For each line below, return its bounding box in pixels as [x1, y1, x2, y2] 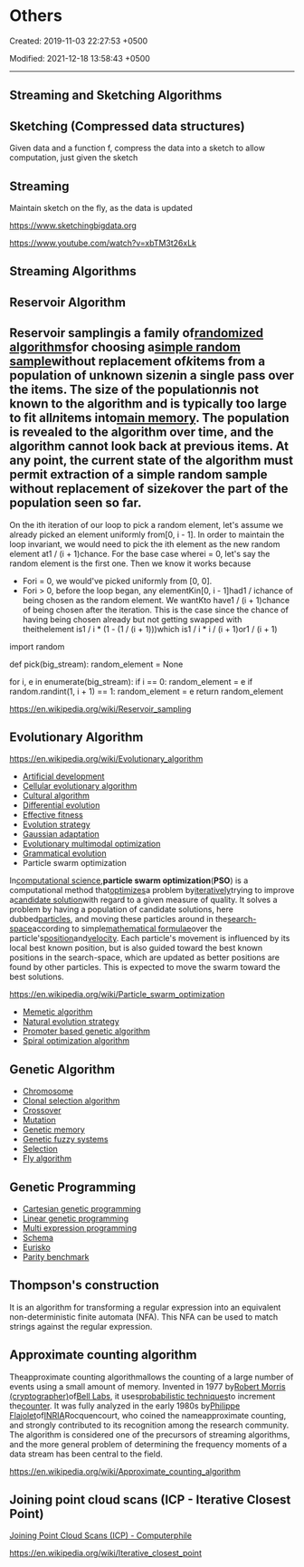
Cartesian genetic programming [22, 1203, 142, 1214]
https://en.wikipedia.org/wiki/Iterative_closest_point [9, 1548, 202, 1559]
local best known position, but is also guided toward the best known [9, 943, 263, 954]
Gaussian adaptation [22, 829, 100, 840]
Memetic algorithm [22, 1006, 93, 1017]
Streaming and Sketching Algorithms [9, 88, 223, 103]
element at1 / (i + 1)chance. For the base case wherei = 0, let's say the [9, 548, 271, 559]
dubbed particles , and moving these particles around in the [9, 914, 228, 925]
